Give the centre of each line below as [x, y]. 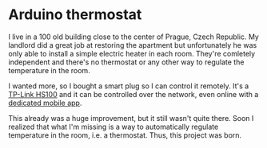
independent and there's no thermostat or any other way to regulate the [126, 62]
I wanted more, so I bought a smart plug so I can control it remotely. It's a [129, 86]
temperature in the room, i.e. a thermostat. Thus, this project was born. [125, 135]
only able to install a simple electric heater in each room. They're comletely [132, 53]
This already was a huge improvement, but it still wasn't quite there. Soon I [131, 118]
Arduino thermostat [75, 15]
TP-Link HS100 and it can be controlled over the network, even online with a [133, 94]
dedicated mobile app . [45, 103]
